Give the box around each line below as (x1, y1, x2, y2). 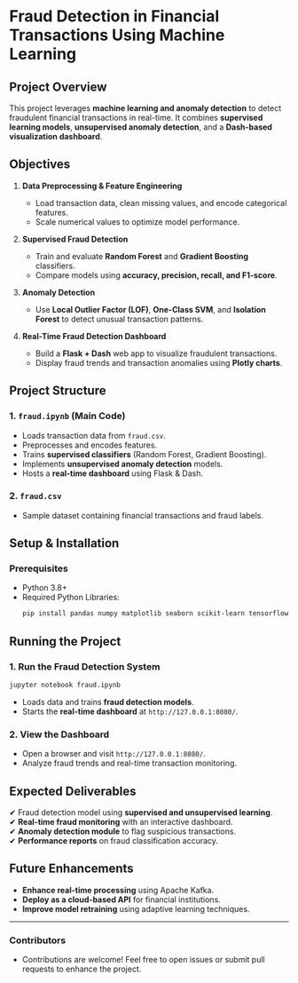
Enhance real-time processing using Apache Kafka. (21, 884, 215, 895)
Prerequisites (9, 562, 68, 575)
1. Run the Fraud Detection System (9, 660, 161, 672)
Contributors (9, 934, 67, 947)
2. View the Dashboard (9, 728, 110, 741)
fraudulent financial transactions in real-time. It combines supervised (9, 113, 263, 123)
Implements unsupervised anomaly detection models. (21, 458, 223, 469)
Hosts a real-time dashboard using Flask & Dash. (21, 468, 204, 479)
